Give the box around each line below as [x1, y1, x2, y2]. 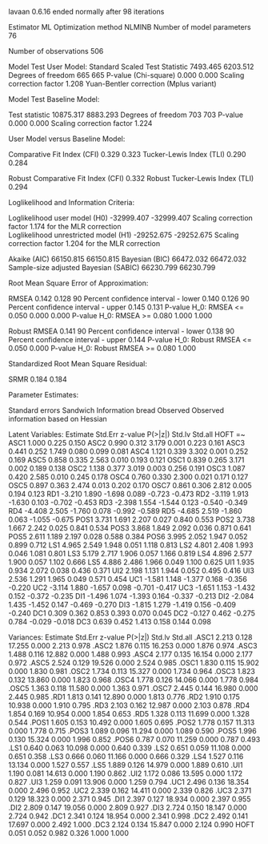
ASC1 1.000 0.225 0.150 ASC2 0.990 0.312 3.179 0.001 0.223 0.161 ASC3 [8, 438, 246, 447]
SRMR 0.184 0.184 [8, 374, 67, 384]
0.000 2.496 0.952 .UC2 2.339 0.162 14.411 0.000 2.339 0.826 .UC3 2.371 [8, 785, 252, 795]
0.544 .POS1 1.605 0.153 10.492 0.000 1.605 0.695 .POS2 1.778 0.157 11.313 [8, 717, 255, 727]
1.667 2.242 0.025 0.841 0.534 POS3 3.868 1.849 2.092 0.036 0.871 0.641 [8, 523, 252, 532]
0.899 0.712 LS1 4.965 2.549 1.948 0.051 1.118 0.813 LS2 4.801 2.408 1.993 [8, 540, 254, 550]
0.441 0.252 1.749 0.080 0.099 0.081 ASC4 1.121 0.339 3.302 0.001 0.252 [8, 446, 249, 456]
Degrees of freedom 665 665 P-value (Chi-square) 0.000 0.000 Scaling [8, 71, 245, 79]
